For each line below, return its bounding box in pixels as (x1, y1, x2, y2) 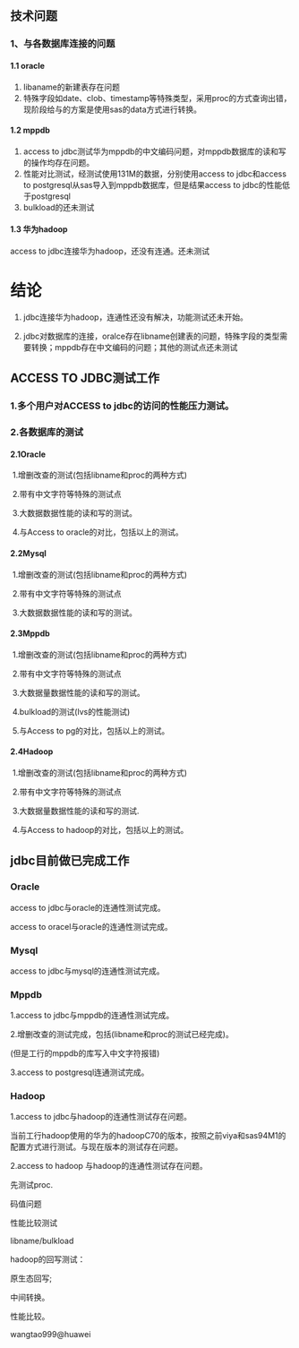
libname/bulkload (10, 1235, 74, 1247)
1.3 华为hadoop (10, 224, 68, 235)
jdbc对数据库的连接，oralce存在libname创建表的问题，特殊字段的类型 (22, 331, 280, 341)
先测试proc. (10, 1180, 54, 1190)
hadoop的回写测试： (10, 1254, 86, 1265)
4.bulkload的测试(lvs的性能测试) (12, 706, 131, 717)
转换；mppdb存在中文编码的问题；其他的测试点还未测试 (30, 341, 238, 352)
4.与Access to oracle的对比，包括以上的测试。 (12, 527, 184, 537)
